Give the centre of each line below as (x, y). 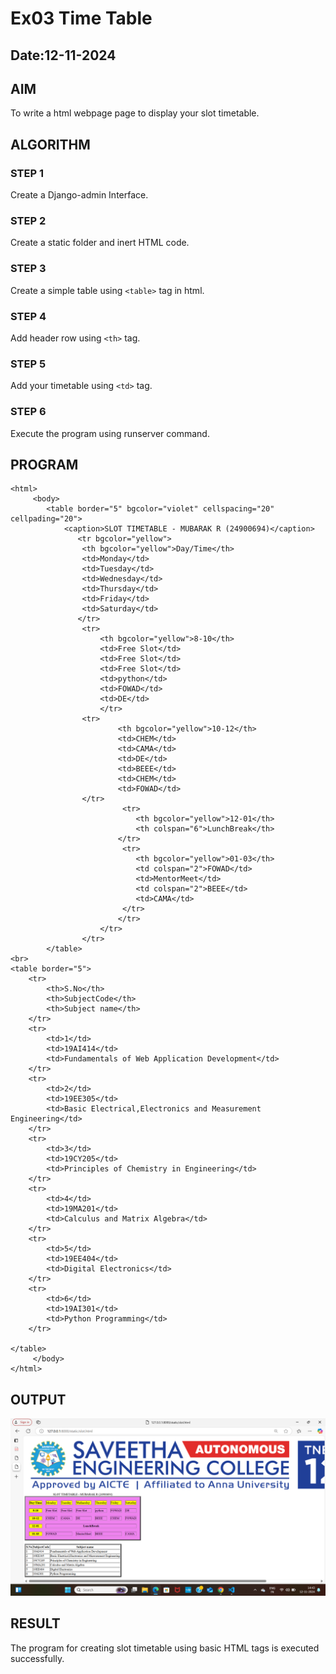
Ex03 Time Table (81, 18)
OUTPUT (38, 1399)
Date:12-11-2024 (63, 55)
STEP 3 (28, 269)
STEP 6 (28, 412)
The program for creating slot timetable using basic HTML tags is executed (165, 1648)
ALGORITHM (50, 144)
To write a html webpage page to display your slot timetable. (135, 113)
